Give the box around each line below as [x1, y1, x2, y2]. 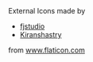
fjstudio [19, 21, 45, 31]
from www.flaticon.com [8, 45, 85, 55]
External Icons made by [8, 6, 86, 15]
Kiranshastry [19, 30, 62, 39]
